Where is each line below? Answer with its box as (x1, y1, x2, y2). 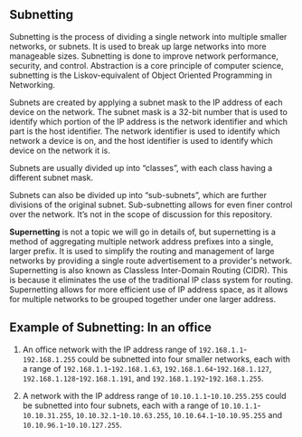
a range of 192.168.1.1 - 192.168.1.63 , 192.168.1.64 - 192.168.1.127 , (22, 363, 272, 374)
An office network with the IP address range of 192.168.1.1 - (22, 344, 248, 355)
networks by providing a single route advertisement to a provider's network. (9, 255, 292, 266)
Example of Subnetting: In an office (9, 320, 212, 336)
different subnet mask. (9, 172, 93, 183)
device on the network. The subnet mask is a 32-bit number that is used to (9, 106, 288, 117)
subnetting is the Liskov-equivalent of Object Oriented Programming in (9, 70, 273, 81)
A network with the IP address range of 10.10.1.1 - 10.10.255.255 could (22, 390, 287, 401)
